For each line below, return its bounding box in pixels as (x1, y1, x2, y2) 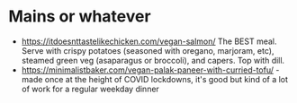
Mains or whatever (8, 6, 151, 27)
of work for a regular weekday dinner (21, 83, 159, 94)
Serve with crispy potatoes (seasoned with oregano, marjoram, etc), (21, 45, 274, 56)
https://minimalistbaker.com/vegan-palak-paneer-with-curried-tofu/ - (21, 64, 280, 75)
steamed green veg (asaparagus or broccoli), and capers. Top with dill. (21, 55, 285, 65)
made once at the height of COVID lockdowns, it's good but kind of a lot (21, 73, 289, 84)
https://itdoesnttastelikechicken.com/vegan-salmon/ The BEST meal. (21, 36, 277, 47)
